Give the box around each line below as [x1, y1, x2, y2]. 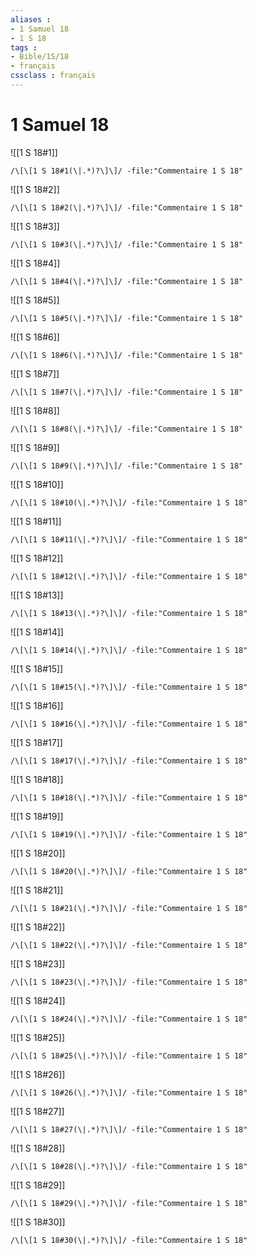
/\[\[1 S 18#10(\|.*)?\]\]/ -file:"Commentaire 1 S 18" [10, 497, 248, 508]
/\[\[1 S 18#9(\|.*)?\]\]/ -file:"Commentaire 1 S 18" [10, 461, 244, 471]
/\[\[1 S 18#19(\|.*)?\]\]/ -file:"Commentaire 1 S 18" [10, 829, 248, 840]
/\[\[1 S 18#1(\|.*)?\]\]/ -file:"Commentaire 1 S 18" [10, 166, 244, 176]
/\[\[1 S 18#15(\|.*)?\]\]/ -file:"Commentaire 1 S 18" [10, 682, 248, 692]
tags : [10, 42, 38, 53]
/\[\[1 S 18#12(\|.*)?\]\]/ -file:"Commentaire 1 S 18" [10, 571, 248, 581]
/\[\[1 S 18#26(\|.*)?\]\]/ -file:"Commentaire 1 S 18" [10, 1087, 248, 1098]
